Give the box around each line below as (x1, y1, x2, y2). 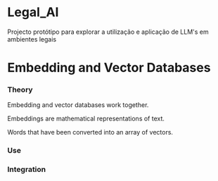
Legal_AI (7, 4, 59, 20)
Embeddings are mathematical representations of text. (7, 114, 165, 123)
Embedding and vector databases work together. (7, 101, 149, 109)
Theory (7, 85, 33, 95)
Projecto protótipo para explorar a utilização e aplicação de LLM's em (7, 27, 209, 36)
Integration (7, 165, 46, 175)
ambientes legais (7, 35, 57, 43)
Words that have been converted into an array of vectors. (7, 128, 174, 137)
